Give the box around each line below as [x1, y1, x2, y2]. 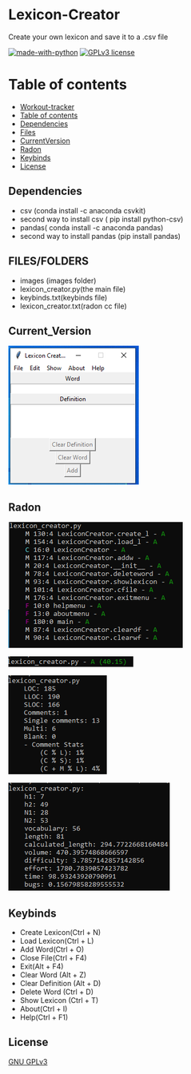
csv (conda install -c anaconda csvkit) [19, 205, 146, 215]
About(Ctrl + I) [19, 1004, 68, 1013]
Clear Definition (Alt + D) [19, 978, 101, 988]
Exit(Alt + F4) [19, 961, 64, 971]
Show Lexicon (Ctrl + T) [19, 995, 99, 1004]
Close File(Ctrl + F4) [19, 953, 87, 962]
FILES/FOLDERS [8, 254, 90, 268]
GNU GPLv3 [8, 1056, 48, 1066]
